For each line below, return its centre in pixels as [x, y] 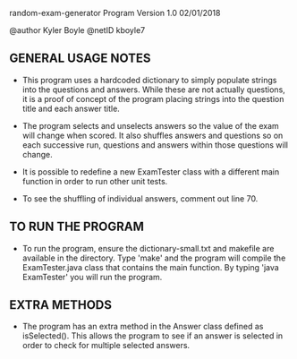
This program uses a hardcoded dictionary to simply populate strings [149, 80]
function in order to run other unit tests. [95, 181]
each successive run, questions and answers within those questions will [155, 145]
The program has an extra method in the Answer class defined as [143, 327]
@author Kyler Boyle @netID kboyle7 [77, 30]
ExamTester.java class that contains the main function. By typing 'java [150, 267]
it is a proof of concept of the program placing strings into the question [153, 98]
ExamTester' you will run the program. [92, 277]
